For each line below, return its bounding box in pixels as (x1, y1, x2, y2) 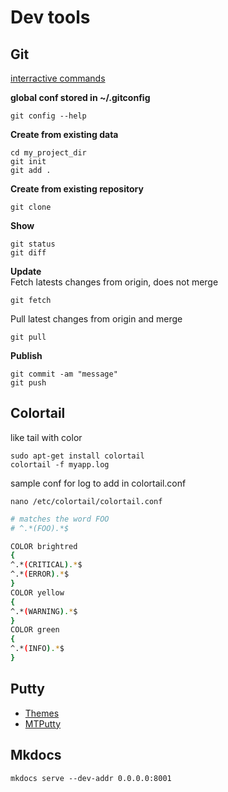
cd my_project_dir (10, 148, 87, 158)
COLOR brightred (10, 541, 78, 551)
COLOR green (10, 625, 60, 635)
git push (10, 378, 47, 388)
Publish (10, 350, 43, 361)
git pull (10, 332, 47, 342)
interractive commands (10, 72, 106, 84)
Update (10, 266, 42, 277)
